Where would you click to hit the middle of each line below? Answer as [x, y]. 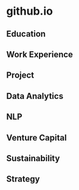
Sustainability [33, 158]
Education [26, 34]
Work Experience [40, 54]
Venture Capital [36, 138]
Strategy [23, 179]
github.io [30, 11]
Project [20, 75]
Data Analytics [35, 96]
